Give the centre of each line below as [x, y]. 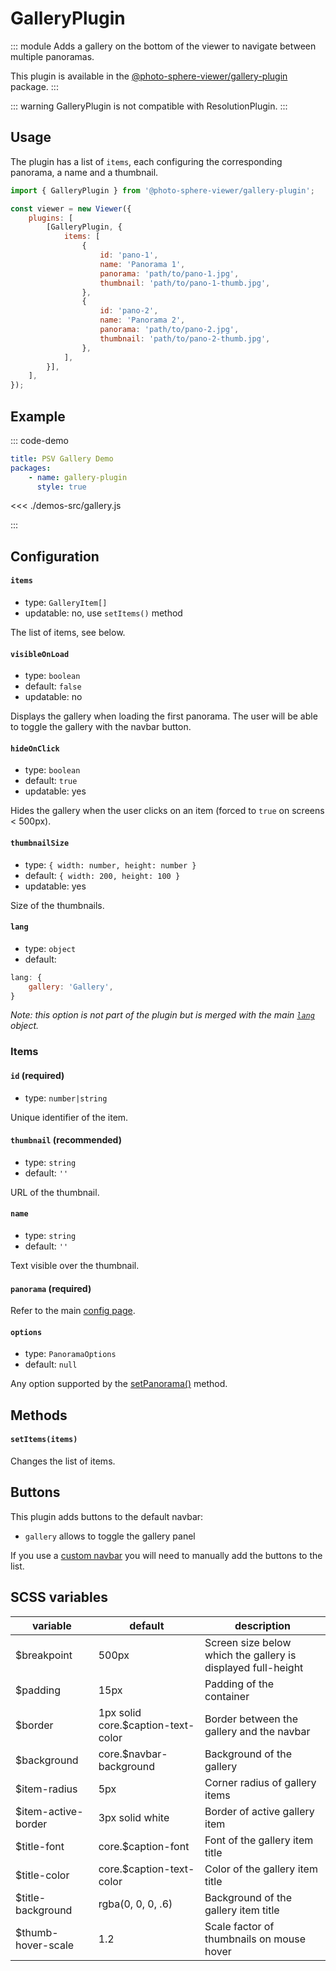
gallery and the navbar [257, 1731]
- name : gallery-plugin [78, 477]
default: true [51, 781]
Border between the [251, 1719]
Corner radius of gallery [260, 1782]
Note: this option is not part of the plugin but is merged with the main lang [162, 1015]
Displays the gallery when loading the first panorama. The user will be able [164, 716]
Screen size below [248, 1642]
